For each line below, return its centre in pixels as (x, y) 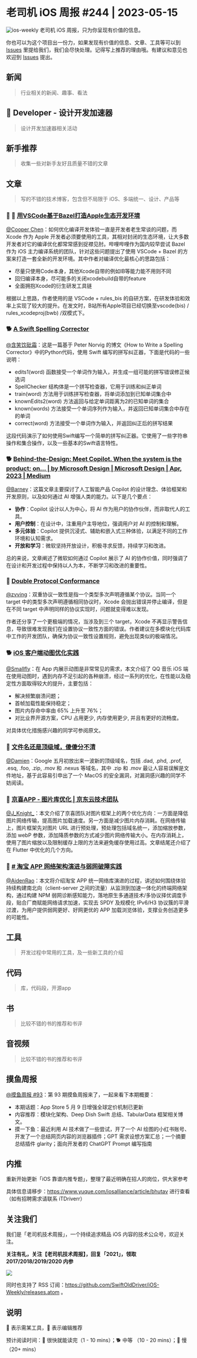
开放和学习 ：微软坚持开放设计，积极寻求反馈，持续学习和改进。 (91, 546)
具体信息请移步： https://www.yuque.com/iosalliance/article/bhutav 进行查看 (98, 1191)
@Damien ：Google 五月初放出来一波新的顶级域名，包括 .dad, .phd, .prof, (94, 761)
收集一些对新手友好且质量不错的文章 (64, 164)
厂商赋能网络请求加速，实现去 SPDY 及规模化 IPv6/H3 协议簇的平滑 (108, 902)
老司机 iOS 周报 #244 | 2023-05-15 (92, 13)
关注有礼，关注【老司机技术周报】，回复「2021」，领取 (71, 1254)
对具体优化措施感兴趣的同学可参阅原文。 (55, 730)
